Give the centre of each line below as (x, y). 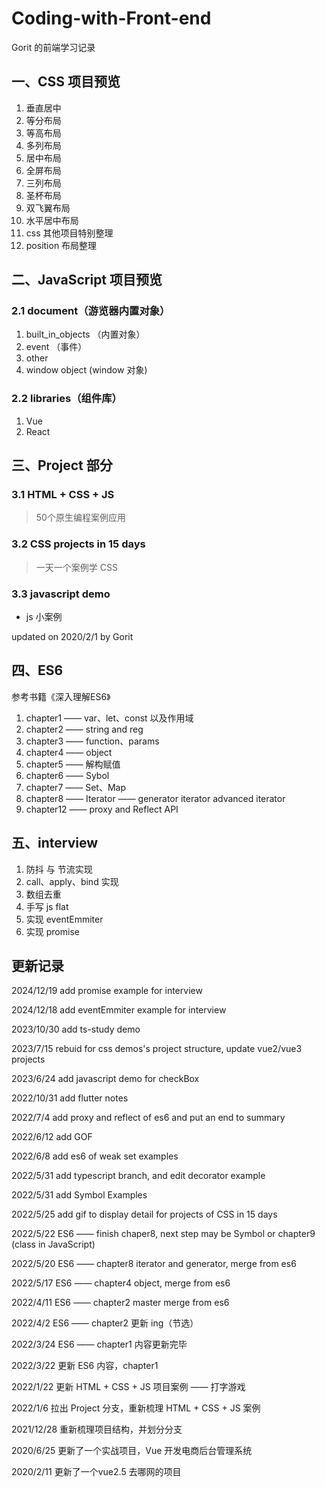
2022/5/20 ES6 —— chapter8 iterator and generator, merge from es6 (154, 1264)
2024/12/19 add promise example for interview (107, 991)
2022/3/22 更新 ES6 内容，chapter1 (85, 1366)
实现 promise (52, 931)
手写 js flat (47, 906)
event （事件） (56, 347)
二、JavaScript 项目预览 (87, 280)
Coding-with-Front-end (111, 18)
